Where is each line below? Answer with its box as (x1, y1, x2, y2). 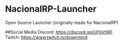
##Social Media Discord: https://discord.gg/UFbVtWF (5, 29, 113, 35)
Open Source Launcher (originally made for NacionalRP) (5, 20, 119, 25)
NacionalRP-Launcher (5, 3, 97, 15)
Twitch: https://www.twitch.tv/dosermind (5, 34, 88, 40)
